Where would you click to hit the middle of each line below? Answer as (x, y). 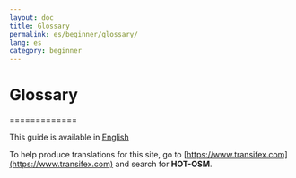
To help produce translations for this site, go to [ (98, 155)
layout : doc (31, 17)
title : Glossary (39, 26)
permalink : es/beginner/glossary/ (74, 34)
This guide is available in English (70, 137)
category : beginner (46, 51)
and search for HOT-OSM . (164, 164)
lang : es (26, 42)
